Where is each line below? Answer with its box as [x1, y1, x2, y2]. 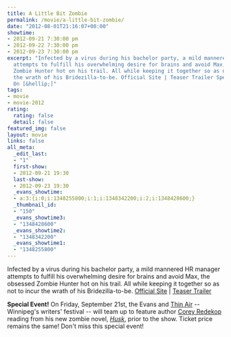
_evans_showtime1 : [13, 240, 67, 247]
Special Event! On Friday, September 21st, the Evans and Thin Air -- [7, 300, 201, 308]
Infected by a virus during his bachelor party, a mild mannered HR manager [7, 265, 221, 273]
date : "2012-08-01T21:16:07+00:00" [7, 23, 109, 30]
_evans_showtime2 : [13, 227, 67, 234]
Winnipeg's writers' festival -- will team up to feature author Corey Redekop [7, 307, 222, 316]
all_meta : [7, 144, 36, 151]
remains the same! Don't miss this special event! [7, 322, 144, 330]
